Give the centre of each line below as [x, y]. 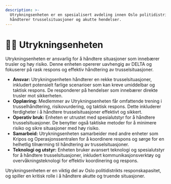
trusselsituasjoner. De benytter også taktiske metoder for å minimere [84, 123]
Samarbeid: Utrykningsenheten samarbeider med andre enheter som [85, 134]
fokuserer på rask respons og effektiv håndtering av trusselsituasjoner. [79, 70]
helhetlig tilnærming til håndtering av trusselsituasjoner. [71, 144]
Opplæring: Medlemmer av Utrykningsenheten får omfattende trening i [87, 101]
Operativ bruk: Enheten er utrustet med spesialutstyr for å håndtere [84, 117]
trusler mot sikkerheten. [38, 96]
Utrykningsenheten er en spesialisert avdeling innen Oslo [74, 15]
